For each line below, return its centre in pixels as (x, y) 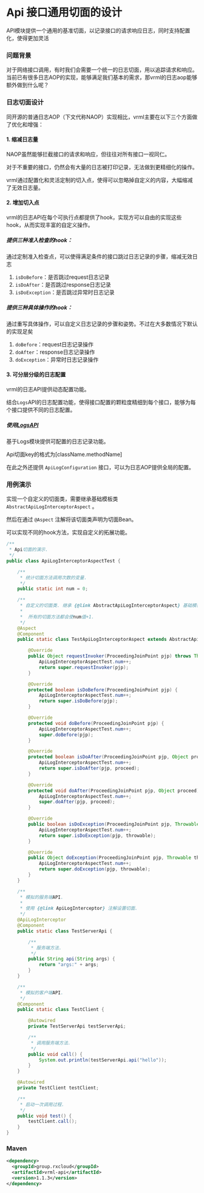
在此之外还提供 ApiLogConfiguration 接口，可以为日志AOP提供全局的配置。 (100, 467)
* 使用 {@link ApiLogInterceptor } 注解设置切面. (79, 908)
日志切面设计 (25, 102)
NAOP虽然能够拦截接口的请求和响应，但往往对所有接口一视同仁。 (88, 154)
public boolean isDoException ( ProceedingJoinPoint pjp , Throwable (114, 824)
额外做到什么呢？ (28, 85)
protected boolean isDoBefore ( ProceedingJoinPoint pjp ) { (103, 690)
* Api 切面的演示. (29, 550)
